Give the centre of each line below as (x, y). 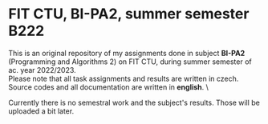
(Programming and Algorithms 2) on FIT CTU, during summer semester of (130, 62)
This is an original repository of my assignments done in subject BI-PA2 (127, 53)
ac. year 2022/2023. (42, 70)
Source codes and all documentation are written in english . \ (108, 87)
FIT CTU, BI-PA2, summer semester (129, 14)
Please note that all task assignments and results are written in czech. (124, 78)
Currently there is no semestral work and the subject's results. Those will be (134, 102)
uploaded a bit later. (41, 111)
